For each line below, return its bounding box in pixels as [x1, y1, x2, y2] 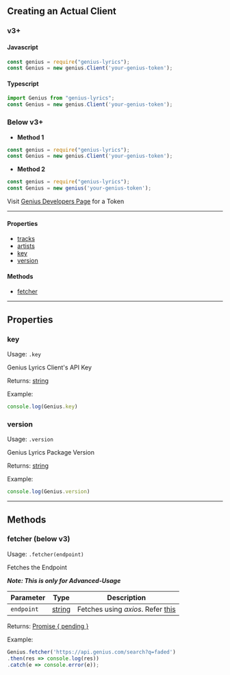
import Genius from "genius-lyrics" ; [7, 95, 115, 102]
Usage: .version [7, 435, 53, 444]
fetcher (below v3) [7, 534, 71, 544]
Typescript [7, 79, 39, 88]
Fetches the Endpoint [7, 563, 67, 571]
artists [16, 242, 36, 250]
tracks [16, 235, 36, 243]
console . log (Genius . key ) [7, 403, 78, 411]
